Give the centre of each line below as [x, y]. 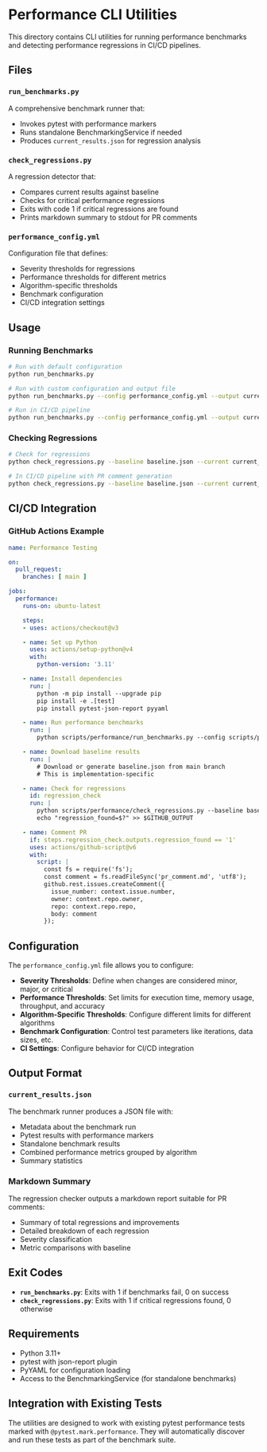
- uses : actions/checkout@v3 [71, 628]
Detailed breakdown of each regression [84, 1231]
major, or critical [46, 989]
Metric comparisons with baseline [75, 1248]
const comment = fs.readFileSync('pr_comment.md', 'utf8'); [145, 877]
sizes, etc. [37, 1040]
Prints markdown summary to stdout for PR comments [108, 217]
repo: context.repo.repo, [93, 906]
